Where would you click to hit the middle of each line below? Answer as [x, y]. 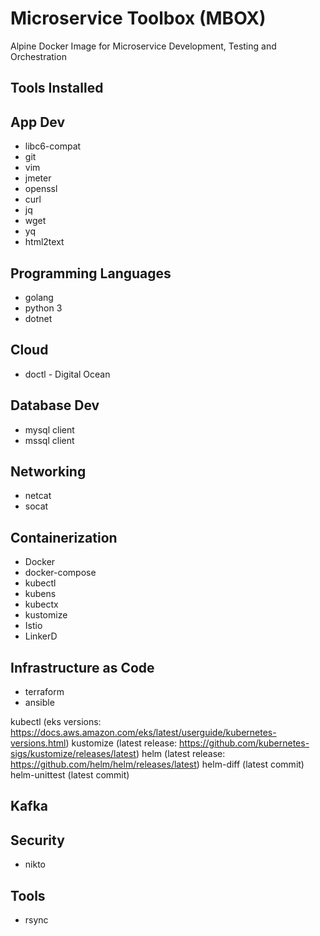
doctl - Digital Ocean [67, 374]
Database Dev [55, 405]
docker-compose [60, 573]
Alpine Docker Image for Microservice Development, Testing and [143, 46]
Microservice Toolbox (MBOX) [138, 18]
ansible [39, 703]
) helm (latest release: [180, 754]
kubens [40, 594]
